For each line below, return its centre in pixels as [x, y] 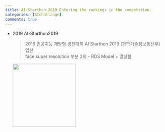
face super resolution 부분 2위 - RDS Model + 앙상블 [78, 56]
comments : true [21, 19]
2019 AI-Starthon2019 [35, 34]
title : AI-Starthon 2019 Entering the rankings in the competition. [78, 10]
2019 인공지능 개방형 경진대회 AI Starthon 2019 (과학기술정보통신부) [93, 44]
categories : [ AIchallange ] [33, 15]
